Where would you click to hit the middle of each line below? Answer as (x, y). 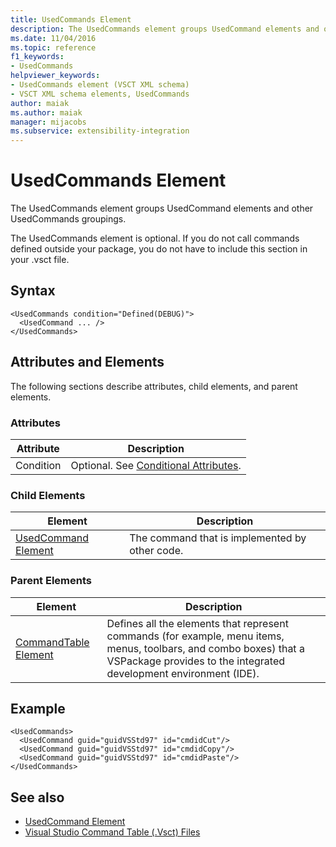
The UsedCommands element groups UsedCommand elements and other (162, 208)
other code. (156, 551)
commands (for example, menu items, (195, 636)
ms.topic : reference (53, 47)
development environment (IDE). (183, 673)
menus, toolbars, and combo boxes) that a (205, 648)
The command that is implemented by (218, 538)
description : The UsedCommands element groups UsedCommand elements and (165, 29)
